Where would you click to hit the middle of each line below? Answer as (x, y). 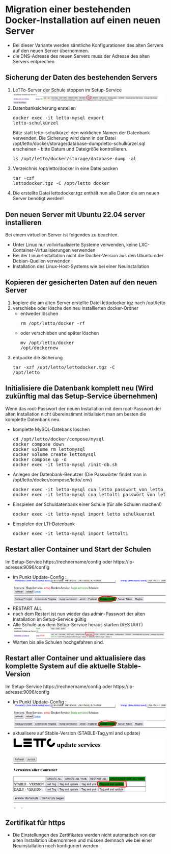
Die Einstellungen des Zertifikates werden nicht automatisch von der (84, 835)
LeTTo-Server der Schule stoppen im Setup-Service (67, 90)
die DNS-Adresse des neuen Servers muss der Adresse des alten (81, 56)
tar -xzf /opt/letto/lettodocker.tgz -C (64, 367)
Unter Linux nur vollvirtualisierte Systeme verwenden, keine (75, 245)
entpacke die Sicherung (38, 357)
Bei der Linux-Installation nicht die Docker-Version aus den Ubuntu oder (88, 256)
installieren (23, 222)
